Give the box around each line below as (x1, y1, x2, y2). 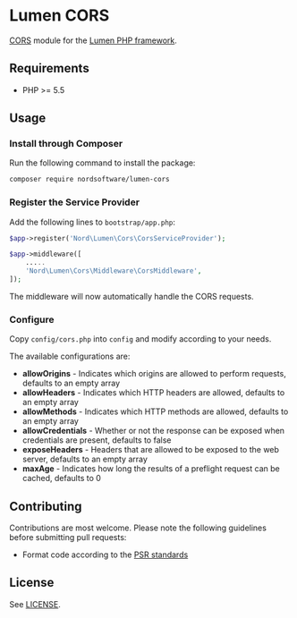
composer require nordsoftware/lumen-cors (9, 175, 170, 184)
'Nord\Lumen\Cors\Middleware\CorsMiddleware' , (25, 267, 202, 275)
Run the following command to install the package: (9, 157, 196, 168)
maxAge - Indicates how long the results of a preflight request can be (21, 463, 280, 474)
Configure (9, 313, 55, 326)
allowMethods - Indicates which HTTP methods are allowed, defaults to (21, 406, 289, 417)
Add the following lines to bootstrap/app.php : (9, 216, 176, 227)
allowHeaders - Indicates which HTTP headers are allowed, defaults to (21, 387, 285, 398)
